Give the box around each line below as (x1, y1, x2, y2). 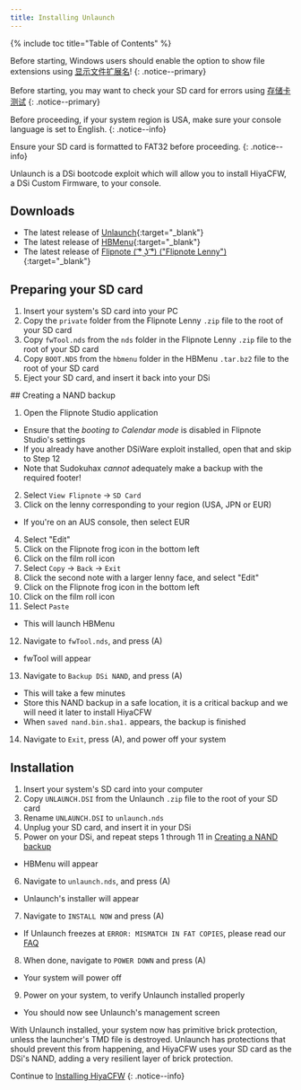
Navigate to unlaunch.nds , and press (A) (22, 876, 171, 887)
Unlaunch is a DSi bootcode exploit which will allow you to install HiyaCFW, (10, 168, 288, 179)
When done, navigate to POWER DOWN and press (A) (22, 955, 207, 966)
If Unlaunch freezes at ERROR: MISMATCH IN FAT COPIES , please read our (22, 928, 286, 939)
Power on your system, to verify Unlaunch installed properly (22, 989, 245, 1001)
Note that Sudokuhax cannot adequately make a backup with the (22, 463, 263, 474)
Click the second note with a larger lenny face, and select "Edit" (22, 572, 259, 584)
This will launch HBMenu (22, 619, 116, 629)
